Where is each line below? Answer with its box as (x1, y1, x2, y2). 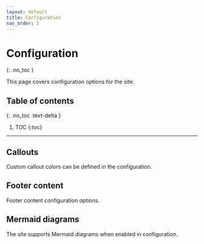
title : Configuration (6, 15, 61, 21)
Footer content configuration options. (6, 197, 100, 204)
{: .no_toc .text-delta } (6, 112, 61, 119)
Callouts (6, 147, 39, 157)
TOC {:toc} (15, 124, 42, 131)
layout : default (6, 8, 47, 15)
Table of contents (6, 95, 74, 106)
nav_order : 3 (6, 20, 39, 26)
